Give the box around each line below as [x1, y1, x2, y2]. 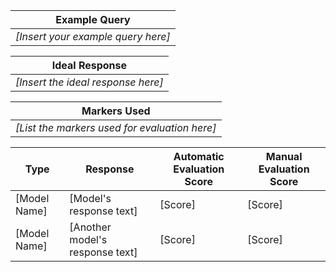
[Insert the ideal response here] [15, 75, 164, 89]
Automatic [173, 150, 225, 163]
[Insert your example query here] [15, 30, 171, 43]
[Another [69, 220, 112, 234]
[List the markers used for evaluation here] [15, 121, 217, 134]
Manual [265, 150, 303, 163]
